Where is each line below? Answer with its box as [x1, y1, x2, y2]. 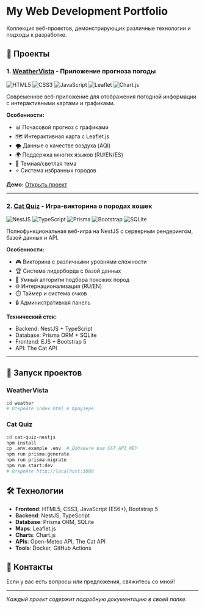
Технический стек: [6, 313, 57, 320]
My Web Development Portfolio [6, 4, 168, 18]
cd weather [6, 400, 34, 406]
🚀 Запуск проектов [6, 368, 82, 378]
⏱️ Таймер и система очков [15, 289, 87, 297]
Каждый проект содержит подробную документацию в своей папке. [6, 596, 187, 603]
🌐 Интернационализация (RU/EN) [15, 282, 103, 290]
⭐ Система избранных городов [15, 166, 96, 174]
